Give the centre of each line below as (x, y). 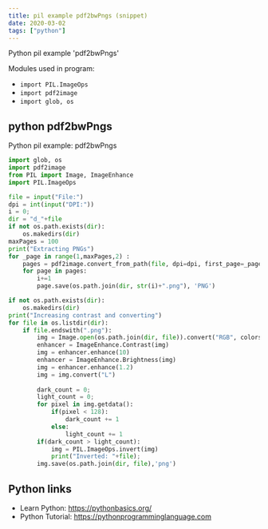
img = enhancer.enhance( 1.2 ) (85, 367)
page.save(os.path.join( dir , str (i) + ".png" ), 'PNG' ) (126, 286)
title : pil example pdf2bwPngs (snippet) (78, 16)
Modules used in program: (51, 69)
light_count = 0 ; (65, 397)
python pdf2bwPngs (61, 126)
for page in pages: (55, 271)
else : (60, 427)
